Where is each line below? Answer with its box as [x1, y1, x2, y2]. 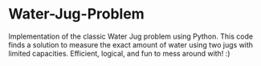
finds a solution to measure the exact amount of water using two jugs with [8, 39, 254, 49]
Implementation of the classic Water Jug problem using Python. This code [8, 31, 254, 41]
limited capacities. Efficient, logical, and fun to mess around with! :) [8, 48, 230, 58]
